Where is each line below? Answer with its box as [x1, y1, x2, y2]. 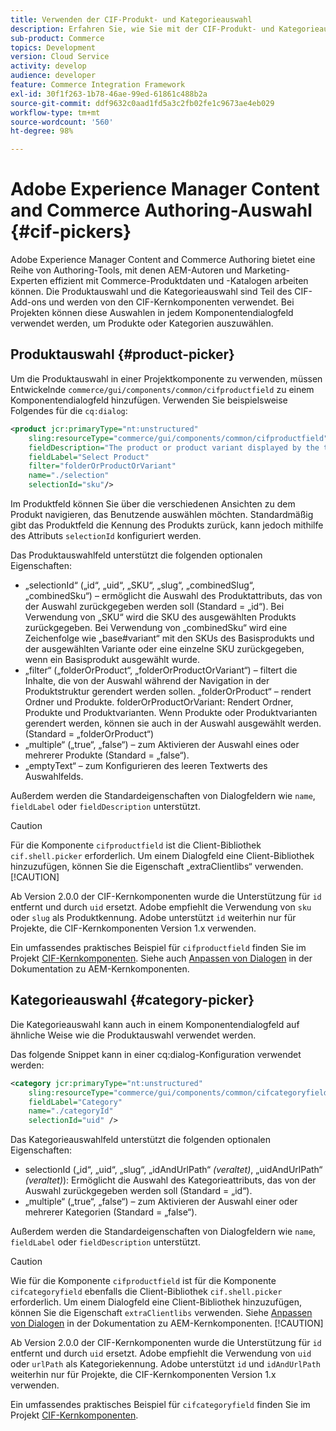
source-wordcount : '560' [10, 117, 114, 127]
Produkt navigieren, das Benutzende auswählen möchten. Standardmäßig [10, 509, 314, 520]
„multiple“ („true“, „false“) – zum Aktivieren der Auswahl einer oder [24, 1196, 298, 1208]
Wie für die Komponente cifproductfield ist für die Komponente [10, 1275, 277, 1287]
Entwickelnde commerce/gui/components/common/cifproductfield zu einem [10, 383, 315, 395]
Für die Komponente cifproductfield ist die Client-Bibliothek [10, 839, 262, 851]
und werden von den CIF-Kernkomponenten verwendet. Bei [48, 296, 295, 308]
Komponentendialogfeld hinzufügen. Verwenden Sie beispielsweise [10, 394, 288, 406]
